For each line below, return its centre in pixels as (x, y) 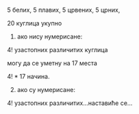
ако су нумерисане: (46, 90)
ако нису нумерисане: (50, 36)
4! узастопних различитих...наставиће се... (70, 103)
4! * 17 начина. (28, 76)
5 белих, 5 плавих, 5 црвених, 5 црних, (64, 10)
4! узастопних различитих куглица (58, 50)
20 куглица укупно (35, 23)
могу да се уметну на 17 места (52, 63)
